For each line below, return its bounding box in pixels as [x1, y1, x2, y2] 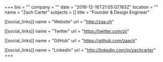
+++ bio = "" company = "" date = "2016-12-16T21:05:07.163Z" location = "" [4, 4, 159, 10]
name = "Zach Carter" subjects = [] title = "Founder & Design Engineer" [4, 9, 150, 15]
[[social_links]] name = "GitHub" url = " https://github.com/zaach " [4, 38, 137, 43]
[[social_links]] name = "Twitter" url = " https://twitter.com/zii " [4, 28, 130, 34]
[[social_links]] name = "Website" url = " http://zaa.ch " [4, 19, 114, 24]
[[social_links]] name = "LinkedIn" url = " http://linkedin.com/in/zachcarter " [4, 47, 156, 53]
